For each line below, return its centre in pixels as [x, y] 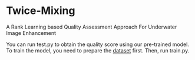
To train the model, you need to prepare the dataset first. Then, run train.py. [98, 50]
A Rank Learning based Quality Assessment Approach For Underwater [92, 27]
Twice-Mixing [41, 11]
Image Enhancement [31, 33]
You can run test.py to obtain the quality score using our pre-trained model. [98, 44]
